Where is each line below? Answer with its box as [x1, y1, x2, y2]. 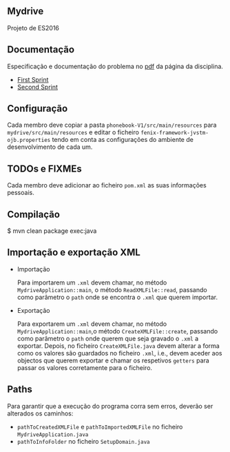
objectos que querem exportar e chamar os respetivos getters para [17, 356, 210, 364]
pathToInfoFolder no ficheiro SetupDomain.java [17, 437, 150, 445]
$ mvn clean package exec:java [7, 227, 97, 235]
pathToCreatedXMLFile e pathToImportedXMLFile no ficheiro [17, 422, 183, 431]
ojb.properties [7, 137, 51, 144]
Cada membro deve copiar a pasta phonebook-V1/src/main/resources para [7, 121, 217, 130]
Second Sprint [17, 83, 59, 91]
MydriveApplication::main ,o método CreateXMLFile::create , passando [17, 327, 218, 335]
